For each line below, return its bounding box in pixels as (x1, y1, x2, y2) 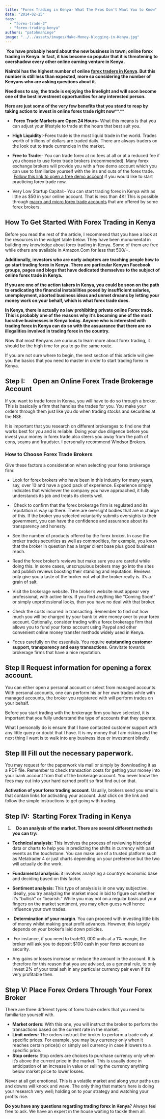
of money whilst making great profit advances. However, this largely (12, 921, 150, 927)
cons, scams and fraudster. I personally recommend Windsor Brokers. (5, 439, 147, 445)
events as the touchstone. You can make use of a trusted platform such (12, 851, 157, 856)
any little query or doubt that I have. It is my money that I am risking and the (5, 729, 158, 735)
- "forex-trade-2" (9, 21, 48, 26)
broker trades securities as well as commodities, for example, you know (12, 538, 158, 544)
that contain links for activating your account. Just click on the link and (5, 792, 148, 798)
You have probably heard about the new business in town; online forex (6, 48, 153, 54)
